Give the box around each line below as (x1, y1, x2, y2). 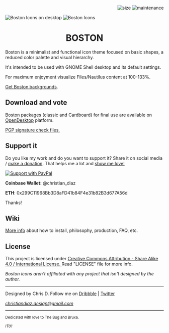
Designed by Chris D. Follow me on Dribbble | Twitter (5, 291, 115, 297)
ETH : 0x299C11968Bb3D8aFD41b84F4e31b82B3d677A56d (5, 189, 128, 196)
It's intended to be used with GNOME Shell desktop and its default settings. (5, 64, 161, 70)
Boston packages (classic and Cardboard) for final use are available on (5, 112, 152, 118)
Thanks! (5, 200, 22, 206)
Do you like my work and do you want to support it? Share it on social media (5, 155, 162, 161)
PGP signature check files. (5, 127, 60, 133)
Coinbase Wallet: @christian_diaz (5, 180, 76, 186)
